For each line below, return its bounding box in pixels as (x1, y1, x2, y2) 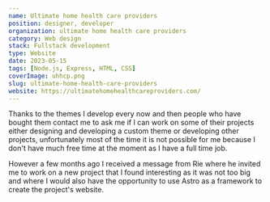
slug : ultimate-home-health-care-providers (8, 79, 158, 87)
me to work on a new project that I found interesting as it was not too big (8, 167, 251, 178)
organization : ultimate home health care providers (8, 27, 186, 35)
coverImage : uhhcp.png (8, 72, 85, 80)
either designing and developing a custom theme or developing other (8, 126, 239, 136)
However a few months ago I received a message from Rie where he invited (8, 159, 261, 169)
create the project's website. (8, 185, 104, 195)
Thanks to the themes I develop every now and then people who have (8, 109, 242, 119)
